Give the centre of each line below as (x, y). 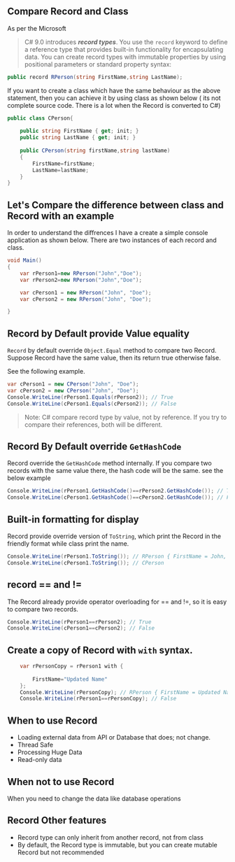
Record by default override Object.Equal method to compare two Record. (112, 351)
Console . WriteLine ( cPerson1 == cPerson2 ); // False (81, 628)
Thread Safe (35, 745)
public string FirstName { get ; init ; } (79, 131)
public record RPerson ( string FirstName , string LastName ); (95, 77)
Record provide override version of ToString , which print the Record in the (114, 536)
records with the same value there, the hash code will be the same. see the (115, 471)
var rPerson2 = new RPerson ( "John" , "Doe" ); (81, 280)
